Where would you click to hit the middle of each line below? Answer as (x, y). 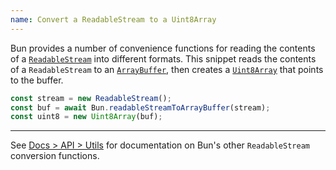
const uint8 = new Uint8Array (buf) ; (86, 117)
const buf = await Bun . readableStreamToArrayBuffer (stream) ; (140, 107)
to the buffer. (37, 80)
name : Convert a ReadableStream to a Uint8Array (113, 19)
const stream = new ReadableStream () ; (91, 98)
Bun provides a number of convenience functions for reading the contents (163, 48)
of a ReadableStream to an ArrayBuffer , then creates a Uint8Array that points (167, 69)
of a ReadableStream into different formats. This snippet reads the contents (163, 58)
